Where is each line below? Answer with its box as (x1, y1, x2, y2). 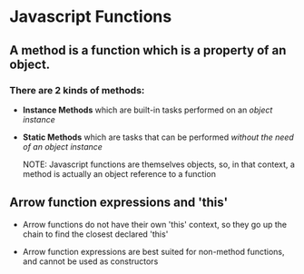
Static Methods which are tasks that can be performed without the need (22, 132, 295, 142)
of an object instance (22, 141, 103, 152)
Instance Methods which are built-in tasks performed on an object (22, 104, 273, 115)
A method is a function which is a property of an (9, 43, 287, 58)
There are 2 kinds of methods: (9, 83, 145, 96)
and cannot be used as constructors (22, 256, 159, 267)
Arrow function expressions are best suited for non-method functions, (22, 246, 285, 257)
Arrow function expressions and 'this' (9, 195, 229, 210)
